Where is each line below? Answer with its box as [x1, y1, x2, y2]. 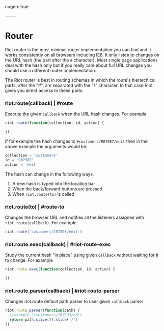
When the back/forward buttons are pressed [12, 186, 103, 192]
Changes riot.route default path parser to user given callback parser [5, 299, 144, 304]
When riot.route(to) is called [12, 191, 75, 197]
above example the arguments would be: [5, 143, 87, 149]
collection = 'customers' [5, 153, 58, 158]
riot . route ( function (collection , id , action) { [5, 120, 105, 125]
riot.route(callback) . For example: [5, 219, 78, 225]
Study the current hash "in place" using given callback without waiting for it [5, 252, 159, 258]
